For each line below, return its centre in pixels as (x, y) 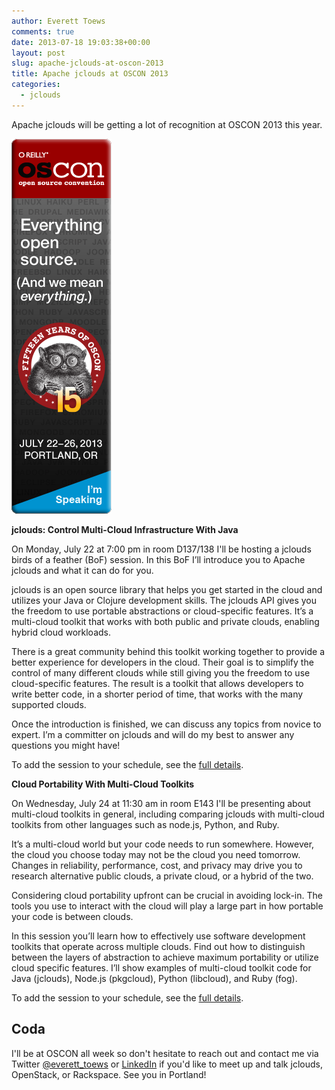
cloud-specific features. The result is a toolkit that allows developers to (157, 683)
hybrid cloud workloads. (61, 632)
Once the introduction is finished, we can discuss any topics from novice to (166, 724)
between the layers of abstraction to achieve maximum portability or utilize (165, 957)
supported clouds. (49, 704)
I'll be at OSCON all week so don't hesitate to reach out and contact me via (165, 1053)
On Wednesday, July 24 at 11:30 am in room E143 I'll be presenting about (161, 803)
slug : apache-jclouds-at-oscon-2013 (87, 63)
